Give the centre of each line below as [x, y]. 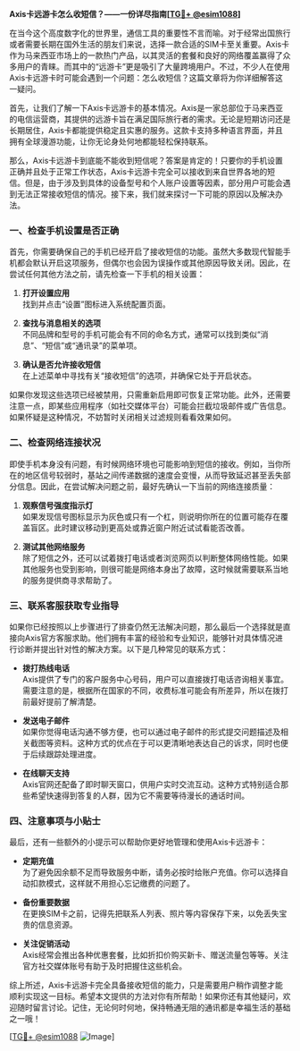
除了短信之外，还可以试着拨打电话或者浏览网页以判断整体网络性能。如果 [155, 557]
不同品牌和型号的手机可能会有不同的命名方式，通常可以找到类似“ [141, 335]
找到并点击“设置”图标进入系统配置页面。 [96, 304]
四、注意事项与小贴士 [55, 820]
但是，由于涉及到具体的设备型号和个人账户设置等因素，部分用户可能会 [154, 183]
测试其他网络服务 [54, 547]
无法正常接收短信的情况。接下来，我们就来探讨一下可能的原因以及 [138, 194]
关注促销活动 [46, 944]
